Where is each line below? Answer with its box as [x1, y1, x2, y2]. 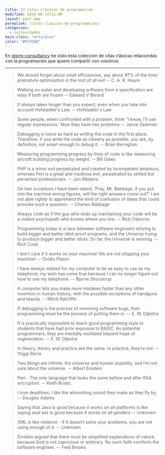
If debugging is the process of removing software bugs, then [17, 305, 140, 311]
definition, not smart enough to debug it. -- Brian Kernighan [17, 141, 137, 147]
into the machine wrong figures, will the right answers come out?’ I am [17, 191, 160, 197]
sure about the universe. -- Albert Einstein [17, 365, 103, 371]
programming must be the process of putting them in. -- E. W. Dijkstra [17, 311, 159, 316]
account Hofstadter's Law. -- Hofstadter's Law [17, 107, 112, 113]
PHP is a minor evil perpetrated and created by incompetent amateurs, [17, 166, 160, 171]
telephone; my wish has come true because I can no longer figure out [17, 271, 158, 277]
